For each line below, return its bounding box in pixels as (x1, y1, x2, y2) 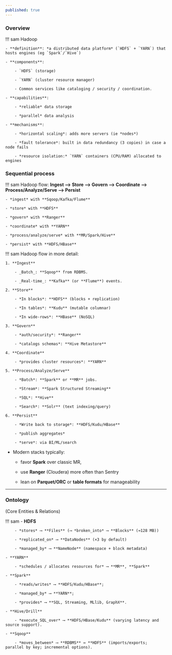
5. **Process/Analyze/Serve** (5, 369, 70, 374)
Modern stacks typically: (12, 449, 65, 455)
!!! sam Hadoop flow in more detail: (5, 251, 79, 257)
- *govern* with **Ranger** (5, 215, 66, 220)
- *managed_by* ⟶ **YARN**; (14, 590, 74, 596)
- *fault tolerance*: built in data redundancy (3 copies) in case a (14, 140, 166, 145)
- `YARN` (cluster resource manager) (14, 77, 95, 83)
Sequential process (5, 170, 55, 177)
